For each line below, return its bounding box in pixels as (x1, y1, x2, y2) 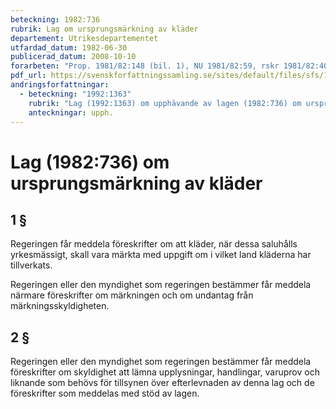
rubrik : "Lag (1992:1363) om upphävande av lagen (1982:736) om (28, 98, 302, 108)
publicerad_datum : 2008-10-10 (10, 52, 137, 62)
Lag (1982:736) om (10, 151, 170, 173)
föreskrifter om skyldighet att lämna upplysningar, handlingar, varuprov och (10, 366, 320, 378)
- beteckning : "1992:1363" (19, 89, 132, 99)
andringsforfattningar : (10, 80, 110, 90)
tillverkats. (10, 259, 53, 271)
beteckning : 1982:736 (10, 14, 101, 25)
